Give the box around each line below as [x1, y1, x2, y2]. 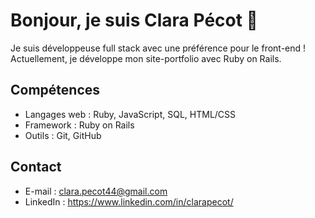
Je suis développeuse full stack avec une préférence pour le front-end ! [10, 42, 307, 54]
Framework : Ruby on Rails [24, 119, 135, 131]
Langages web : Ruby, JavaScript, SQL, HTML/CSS [24, 108, 237, 120]
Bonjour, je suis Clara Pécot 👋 [10, 9, 258, 32]
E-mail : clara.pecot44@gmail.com [24, 185, 168, 197]
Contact [10, 159, 62, 176]
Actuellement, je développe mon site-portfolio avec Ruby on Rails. [10, 52, 282, 64]
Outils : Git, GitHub [24, 129, 102, 141]
